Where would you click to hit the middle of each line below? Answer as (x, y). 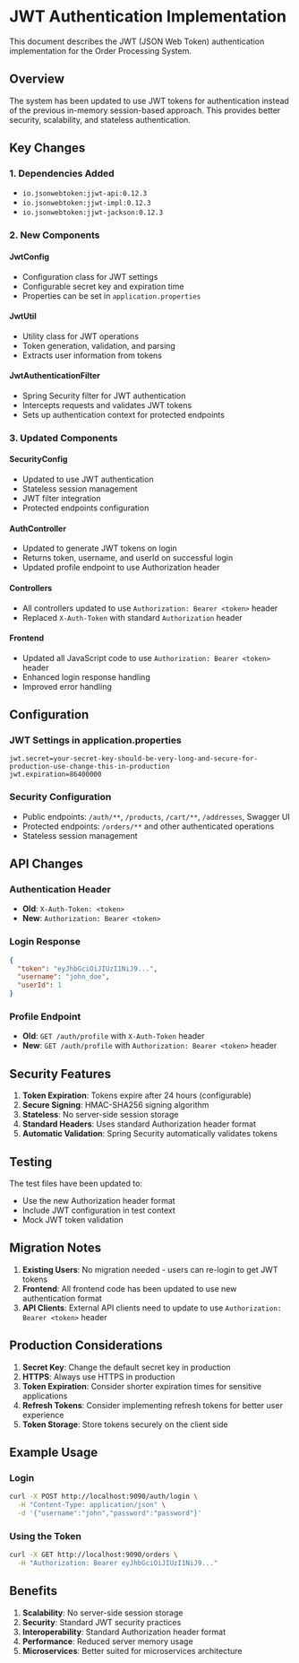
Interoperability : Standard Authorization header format (124, 1632)
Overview (37, 79)
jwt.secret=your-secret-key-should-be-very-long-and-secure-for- (133, 759)
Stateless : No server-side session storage (100, 1115)
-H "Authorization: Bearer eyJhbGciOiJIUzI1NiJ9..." (118, 1563)
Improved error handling (67, 686)
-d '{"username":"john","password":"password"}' (110, 1513)
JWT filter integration (61, 499)
